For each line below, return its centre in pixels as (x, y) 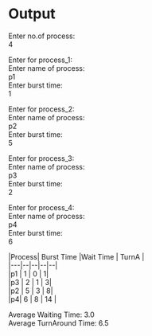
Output (32, 14)
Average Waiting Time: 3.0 (52, 315)
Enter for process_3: (41, 158)
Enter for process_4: (41, 207)
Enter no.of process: (42, 36)
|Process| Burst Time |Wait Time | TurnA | (76, 256)
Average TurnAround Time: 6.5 (58, 322)
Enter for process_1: (41, 60)
